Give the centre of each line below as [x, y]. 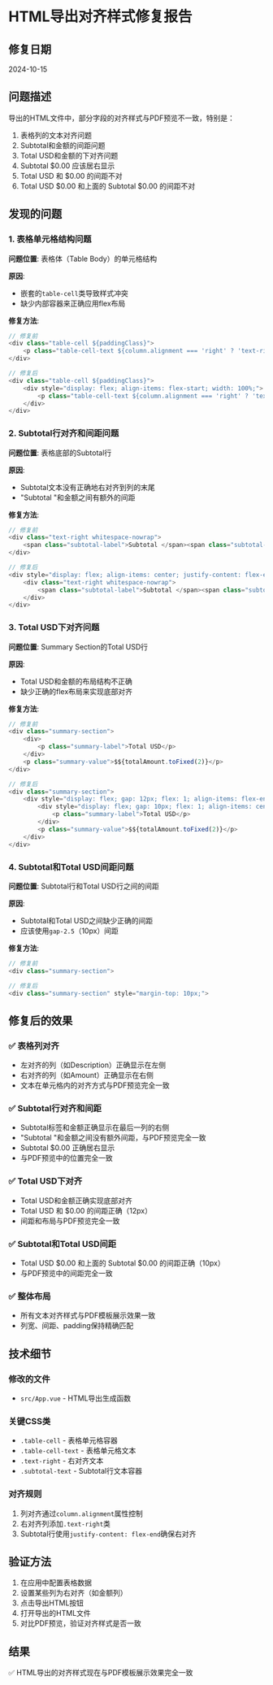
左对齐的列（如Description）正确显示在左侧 [93, 1065]
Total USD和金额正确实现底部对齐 [76, 1201]
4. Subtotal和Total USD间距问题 [71, 866]
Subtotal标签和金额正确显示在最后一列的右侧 [95, 1127]
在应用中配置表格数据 [56, 1583]
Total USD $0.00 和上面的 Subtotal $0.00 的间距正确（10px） [122, 1263]
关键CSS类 [30, 1421]
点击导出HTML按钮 [52, 1603]
